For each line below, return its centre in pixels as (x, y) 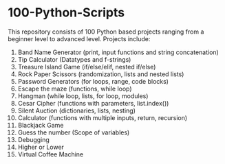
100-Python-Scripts (66, 13)
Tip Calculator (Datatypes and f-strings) (74, 59)
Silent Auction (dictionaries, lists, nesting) (77, 110)
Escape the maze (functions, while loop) (75, 89)
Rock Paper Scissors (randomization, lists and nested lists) (101, 74)
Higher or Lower (41, 147)
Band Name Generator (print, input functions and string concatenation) (118, 52)
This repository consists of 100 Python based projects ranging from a (106, 32)
